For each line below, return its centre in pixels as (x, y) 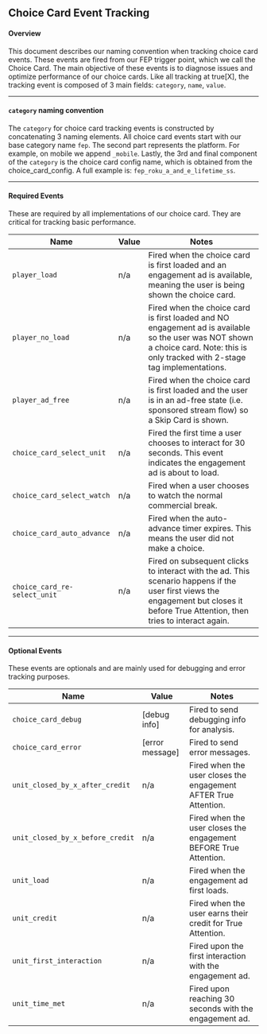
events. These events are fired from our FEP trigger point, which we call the (132, 60)
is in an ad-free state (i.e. (195, 400)
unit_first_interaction (57, 961)
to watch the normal (186, 496)
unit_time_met (39, 1004)
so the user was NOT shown (201, 337)
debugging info (218, 720)
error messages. (220, 753)
